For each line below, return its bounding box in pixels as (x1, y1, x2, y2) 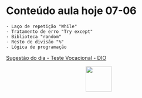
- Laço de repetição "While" (6, 23, 77, 29)
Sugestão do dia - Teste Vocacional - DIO (6, 54, 107, 61)
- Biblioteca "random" (6, 33, 62, 39)
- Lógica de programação (6, 44, 67, 50)
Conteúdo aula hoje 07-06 (6, 4, 137, 18)
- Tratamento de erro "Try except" (6, 28, 93, 35)
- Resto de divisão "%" (6, 39, 65, 45)
